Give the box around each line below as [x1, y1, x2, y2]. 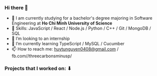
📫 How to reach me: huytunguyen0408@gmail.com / [11, 46, 119, 52]
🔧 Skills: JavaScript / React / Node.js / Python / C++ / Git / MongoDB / [11, 25, 151, 31]
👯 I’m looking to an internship [11, 36, 70, 41]
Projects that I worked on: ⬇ [4, 65, 72, 72]
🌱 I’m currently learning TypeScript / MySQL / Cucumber [11, 41, 125, 47]
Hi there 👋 [4, 4, 29, 11]
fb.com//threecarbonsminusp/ [11, 53, 72, 59]
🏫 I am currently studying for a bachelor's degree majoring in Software [11, 15, 153, 21]
